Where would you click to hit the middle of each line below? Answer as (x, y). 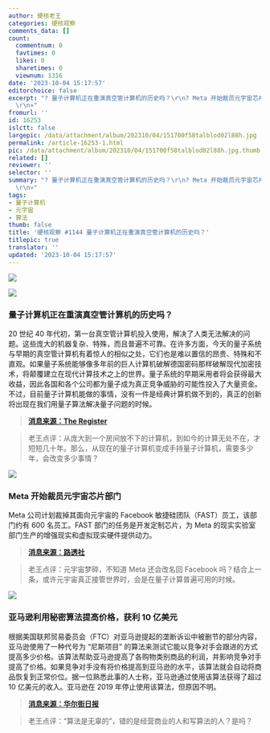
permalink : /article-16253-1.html (66, 143)
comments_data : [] (39, 31)
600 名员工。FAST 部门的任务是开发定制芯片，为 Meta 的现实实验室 (143, 525)
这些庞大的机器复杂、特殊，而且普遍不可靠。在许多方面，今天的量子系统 (142, 343)
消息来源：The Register (67, 421)
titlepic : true (34, 240)
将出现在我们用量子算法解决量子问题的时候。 (82, 403)
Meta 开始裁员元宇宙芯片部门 (65, 496)
